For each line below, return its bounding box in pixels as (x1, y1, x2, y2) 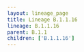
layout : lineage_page (7, 9, 69, 17)
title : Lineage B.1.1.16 (7, 16, 78, 23)
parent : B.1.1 (7, 28, 48, 36)
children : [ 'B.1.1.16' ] (7, 35, 75, 42)
